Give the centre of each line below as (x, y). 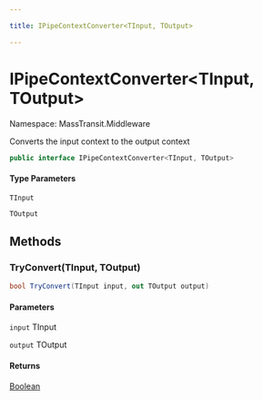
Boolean (25, 386)
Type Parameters (43, 179)
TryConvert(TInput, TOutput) (75, 267)
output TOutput (38, 345)
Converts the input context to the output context (100, 141)
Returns (25, 366)
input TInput (33, 327)
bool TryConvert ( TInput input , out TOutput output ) (109, 287)
